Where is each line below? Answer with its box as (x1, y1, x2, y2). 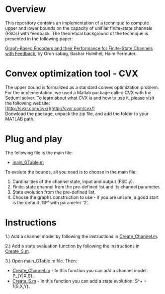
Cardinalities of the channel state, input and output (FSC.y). (12, 178, 134, 184)
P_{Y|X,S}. (12, 273, 34, 279)
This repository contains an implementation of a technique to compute (5, 20, 149, 26)
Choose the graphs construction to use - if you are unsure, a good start (12, 194, 159, 200)
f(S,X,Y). (12, 283, 30, 289)
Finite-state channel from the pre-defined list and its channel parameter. (12, 183, 161, 189)
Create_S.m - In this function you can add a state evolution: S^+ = (12, 278, 147, 284)
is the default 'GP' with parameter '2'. (12, 199, 89, 205)
